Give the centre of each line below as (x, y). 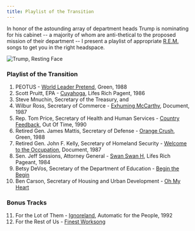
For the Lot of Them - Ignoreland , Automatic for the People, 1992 (94, 216)
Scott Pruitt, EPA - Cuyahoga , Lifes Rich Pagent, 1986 (80, 93)
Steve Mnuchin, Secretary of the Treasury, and (72, 99)
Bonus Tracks (27, 203)
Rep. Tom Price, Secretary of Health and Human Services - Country (97, 118)
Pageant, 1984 (33, 162)
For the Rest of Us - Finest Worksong (60, 222)
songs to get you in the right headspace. (56, 47)
